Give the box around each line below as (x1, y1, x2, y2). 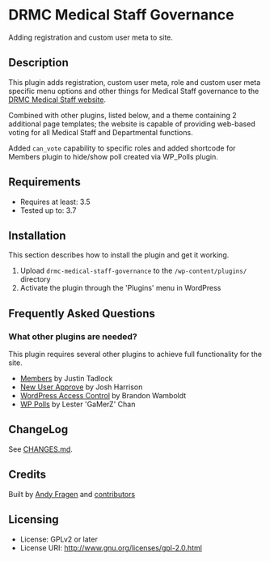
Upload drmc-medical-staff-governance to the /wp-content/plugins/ (19, 266, 247, 276)
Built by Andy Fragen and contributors (8, 489, 136, 499)
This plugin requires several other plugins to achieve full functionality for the (8, 350, 263, 359)
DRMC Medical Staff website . (8, 95, 107, 104)
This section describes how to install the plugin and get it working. (8, 250, 230, 260)
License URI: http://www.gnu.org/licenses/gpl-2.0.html (19, 542, 202, 552)
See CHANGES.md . (8, 444, 73, 454)
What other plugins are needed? (8, 330, 137, 342)
